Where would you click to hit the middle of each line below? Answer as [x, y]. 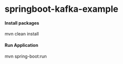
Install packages [22, 23]
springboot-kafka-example [61, 9]
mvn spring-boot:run [26, 56]
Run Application [21, 45]
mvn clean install [22, 34]
